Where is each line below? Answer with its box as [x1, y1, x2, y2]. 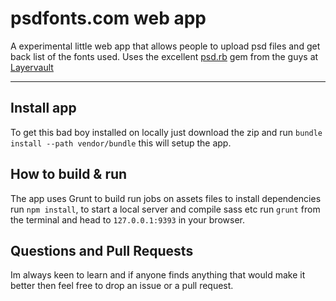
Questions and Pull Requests [10, 242, 194, 259]
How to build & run [10, 166, 128, 183]
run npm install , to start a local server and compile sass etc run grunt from [10, 203, 321, 215]
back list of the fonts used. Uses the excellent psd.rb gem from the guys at [10, 50, 319, 62]
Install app [10, 100, 77, 117]
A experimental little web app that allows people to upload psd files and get [10, 40, 321, 52]
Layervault [10, 61, 54, 73]
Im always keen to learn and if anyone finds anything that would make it [10, 269, 306, 281]
